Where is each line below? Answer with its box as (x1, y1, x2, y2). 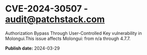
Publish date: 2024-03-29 (5, 45, 60, 51)
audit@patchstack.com (5, 13, 105, 25)
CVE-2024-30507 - (5, 3, 88, 14)
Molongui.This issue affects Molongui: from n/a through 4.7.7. (5, 35, 131, 41)
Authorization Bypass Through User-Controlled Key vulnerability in (5, 30, 142, 36)
